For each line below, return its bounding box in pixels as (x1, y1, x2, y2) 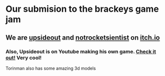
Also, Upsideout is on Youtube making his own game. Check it (5, 48, 156, 55)
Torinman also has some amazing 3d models (5, 65, 96, 71)
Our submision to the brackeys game (5, 3, 159, 15)
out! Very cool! (5, 54, 42, 61)
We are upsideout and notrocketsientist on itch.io (5, 33, 160, 42)
